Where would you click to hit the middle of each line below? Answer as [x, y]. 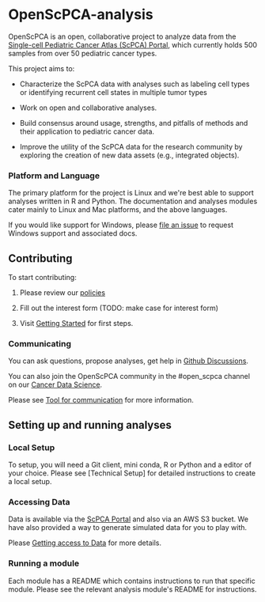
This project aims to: [42, 68]
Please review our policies [62, 293]
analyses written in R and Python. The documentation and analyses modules [133, 201]
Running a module [44, 563]
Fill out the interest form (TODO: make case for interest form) [119, 308]
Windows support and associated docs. [73, 233]
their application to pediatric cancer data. [87, 131]
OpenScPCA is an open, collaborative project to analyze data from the [122, 36]
